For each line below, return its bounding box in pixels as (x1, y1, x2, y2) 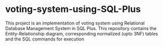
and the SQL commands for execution (5, 36, 85, 42)
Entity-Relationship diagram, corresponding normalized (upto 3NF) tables (5, 30, 158, 36)
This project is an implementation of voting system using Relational (5, 20, 145, 26)
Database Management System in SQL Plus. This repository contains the (5, 25, 157, 31)
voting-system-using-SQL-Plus (5, 3, 141, 15)
